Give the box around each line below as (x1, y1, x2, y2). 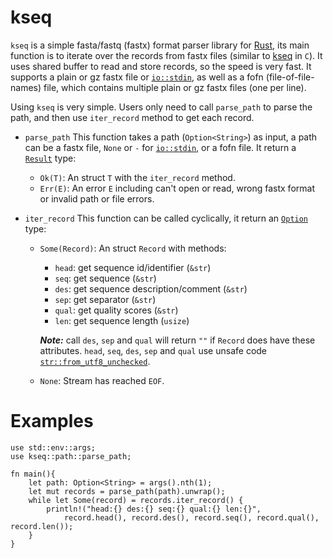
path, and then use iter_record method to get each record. (10, 111, 255, 123)
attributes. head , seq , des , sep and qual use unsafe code (39, 344, 268, 356)
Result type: (24, 152, 77, 164)
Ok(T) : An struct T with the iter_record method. (39, 171, 236, 183)
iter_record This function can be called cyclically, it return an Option (24, 212, 309, 224)
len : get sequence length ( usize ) (54, 314, 190, 326)
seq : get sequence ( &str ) (54, 272, 157, 284)
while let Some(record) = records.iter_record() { (28, 495, 244, 505)
